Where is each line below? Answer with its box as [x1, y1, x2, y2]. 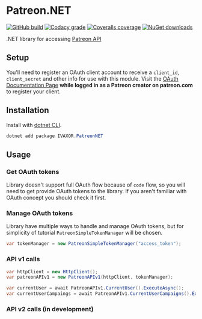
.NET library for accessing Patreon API [6, 35, 102, 42]
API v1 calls [6, 255, 40, 264]
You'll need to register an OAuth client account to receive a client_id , [6, 69, 179, 76]
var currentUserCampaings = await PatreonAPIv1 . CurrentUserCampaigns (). [6, 291, 192, 297]
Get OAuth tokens [6, 167, 60, 176]
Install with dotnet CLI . [6, 121, 62, 128]
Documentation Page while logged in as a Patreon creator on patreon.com [6, 81, 194, 88]
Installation [6, 105, 49, 116]
